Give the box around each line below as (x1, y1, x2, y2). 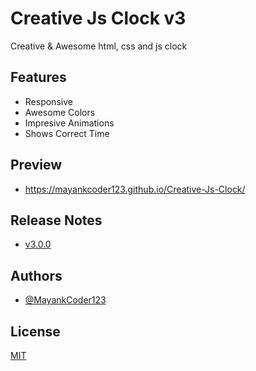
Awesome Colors (24, 106, 96, 118)
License (10, 323, 61, 340)
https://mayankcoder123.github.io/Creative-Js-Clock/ (24, 183, 246, 195)
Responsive (24, 95, 73, 107)
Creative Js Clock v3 (10, 7, 187, 30)
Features (10, 69, 67, 86)
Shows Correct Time (24, 127, 110, 139)
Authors (10, 267, 63, 284)
